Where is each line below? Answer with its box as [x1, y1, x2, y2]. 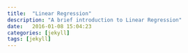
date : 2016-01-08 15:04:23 [7, 23, 92, 30]
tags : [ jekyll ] [7, 36, 52, 43]
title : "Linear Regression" [7, 10, 92, 17]
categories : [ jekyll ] [7, 29, 70, 36]
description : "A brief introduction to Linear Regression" [7, 17, 182, 23]
